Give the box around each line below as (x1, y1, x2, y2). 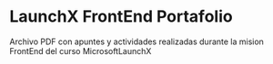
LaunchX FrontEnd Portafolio (9, 6, 234, 27)
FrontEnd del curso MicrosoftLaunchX (9, 45, 152, 56)
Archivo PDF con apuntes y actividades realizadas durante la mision (9, 36, 264, 47)
